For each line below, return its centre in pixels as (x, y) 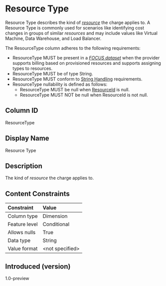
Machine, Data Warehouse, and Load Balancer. (53, 38)
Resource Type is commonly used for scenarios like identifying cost (75, 27)
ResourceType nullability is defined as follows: (60, 84)
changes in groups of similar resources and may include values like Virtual (82, 33)
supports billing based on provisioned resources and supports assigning (86, 63)
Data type (19, 241)
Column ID (22, 111)
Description (24, 166)
